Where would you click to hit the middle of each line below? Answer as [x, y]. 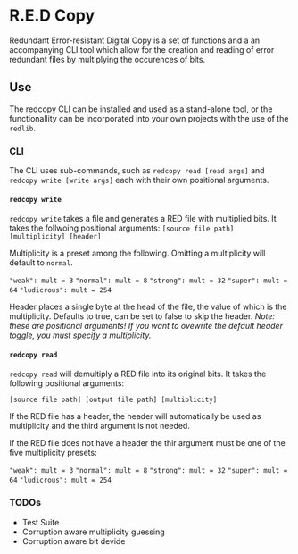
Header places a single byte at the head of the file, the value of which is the [148, 307]
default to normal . [41, 263]
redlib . [22, 128]
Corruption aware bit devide [74, 541]
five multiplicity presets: [53, 453]
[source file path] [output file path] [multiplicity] [113, 400]
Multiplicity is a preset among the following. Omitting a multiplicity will [137, 253]
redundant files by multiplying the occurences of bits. [108, 59]
